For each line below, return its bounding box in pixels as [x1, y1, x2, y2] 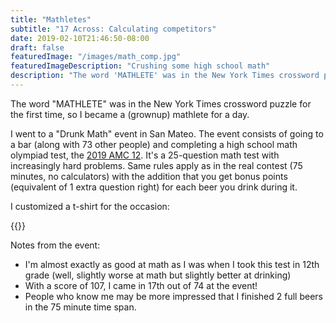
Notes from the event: [10, 239, 101, 251]
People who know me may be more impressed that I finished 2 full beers [24, 290, 323, 302]
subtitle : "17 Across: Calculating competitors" [10, 24, 217, 34]
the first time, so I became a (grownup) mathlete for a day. [10, 108, 250, 120]
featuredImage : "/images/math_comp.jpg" [10, 52, 182, 62]
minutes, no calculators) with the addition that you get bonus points [10, 170, 288, 182]
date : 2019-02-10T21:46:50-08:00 [10, 33, 150, 43]
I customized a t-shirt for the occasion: [10, 200, 170, 212]
